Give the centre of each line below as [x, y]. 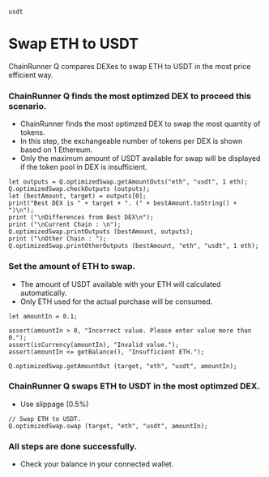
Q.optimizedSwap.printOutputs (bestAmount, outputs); [101, 232]
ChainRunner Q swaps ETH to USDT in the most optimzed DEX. [134, 386]
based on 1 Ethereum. [56, 150]
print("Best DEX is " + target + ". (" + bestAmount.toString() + [123, 203]
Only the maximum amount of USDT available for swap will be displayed [140, 158]
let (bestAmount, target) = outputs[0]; [78, 196]
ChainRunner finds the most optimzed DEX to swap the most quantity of [140, 124]
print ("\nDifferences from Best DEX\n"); [81, 218]
